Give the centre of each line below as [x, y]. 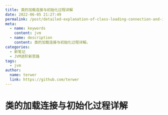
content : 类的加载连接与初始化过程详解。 [52, 42]
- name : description [31, 38]
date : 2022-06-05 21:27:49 [33, 14]
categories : [17, 47]
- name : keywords [28, 28]
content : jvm [28, 33]
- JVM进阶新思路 [25, 56]
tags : [11, 61]
